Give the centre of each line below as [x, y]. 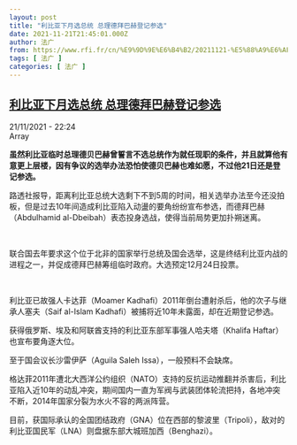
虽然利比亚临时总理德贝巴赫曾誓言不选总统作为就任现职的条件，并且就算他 [145, 154]
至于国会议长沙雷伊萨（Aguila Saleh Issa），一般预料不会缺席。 [124, 360]
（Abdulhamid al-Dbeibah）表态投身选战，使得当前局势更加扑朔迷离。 [137, 217]
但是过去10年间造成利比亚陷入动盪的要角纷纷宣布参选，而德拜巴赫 [145, 206]
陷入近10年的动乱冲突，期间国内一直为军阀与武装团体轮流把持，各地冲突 [148, 389]
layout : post [33, 17]
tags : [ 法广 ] [36, 58]
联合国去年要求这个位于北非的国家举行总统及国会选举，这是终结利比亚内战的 [148, 253]
